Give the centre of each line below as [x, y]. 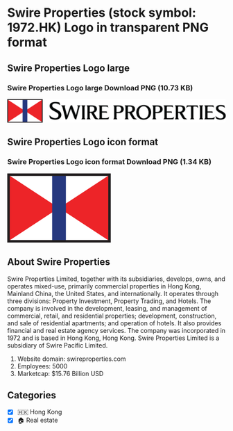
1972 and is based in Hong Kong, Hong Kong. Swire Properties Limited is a [113, 338]
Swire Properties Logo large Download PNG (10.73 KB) [100, 88]
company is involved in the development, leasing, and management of [107, 308]
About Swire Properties [59, 262]
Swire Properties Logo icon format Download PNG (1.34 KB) [109, 162]
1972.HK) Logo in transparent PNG [108, 27]
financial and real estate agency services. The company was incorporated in [116, 330]
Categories [32, 395]
